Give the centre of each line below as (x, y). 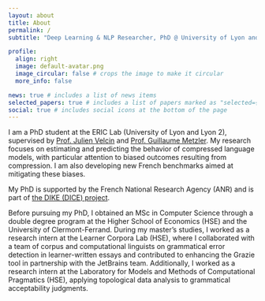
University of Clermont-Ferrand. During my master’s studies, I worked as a (129, 230)
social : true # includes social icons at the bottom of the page (118, 110)
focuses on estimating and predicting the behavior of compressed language (131, 149)
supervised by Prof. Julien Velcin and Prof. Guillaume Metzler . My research (130, 141)
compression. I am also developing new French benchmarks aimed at (121, 165)
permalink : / (30, 30)
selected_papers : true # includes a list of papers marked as (112, 102)
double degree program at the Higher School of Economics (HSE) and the (128, 221)
